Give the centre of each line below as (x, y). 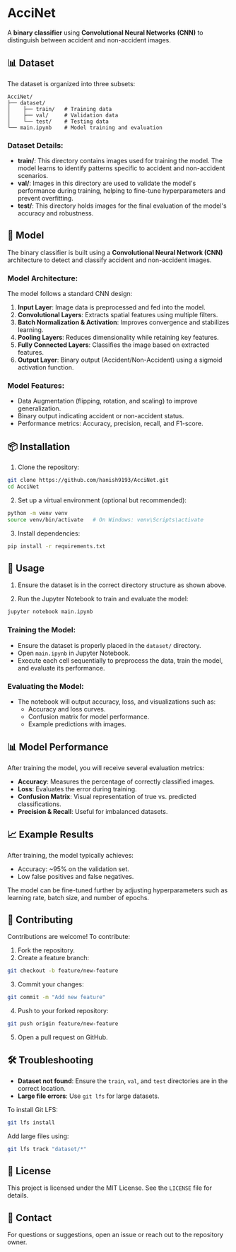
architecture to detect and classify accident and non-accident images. (110, 260)
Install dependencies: (49, 533)
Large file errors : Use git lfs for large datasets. (88, 1096)
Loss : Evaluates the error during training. (77, 789)
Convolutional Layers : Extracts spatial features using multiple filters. (118, 315)
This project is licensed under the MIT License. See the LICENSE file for (110, 1188)
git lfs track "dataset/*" (47, 1149)
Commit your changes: (51, 984)
